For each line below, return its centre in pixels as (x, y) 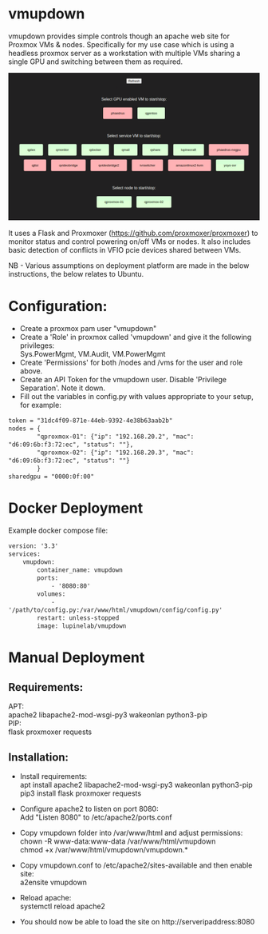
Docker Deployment (76, 508)
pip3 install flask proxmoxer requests (81, 793)
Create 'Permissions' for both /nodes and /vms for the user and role (131, 363)
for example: (40, 405)
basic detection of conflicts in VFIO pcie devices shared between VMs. (125, 250)
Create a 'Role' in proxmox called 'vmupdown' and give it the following (136, 337)
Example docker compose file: (58, 531)
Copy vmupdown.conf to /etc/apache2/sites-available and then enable (136, 865)
